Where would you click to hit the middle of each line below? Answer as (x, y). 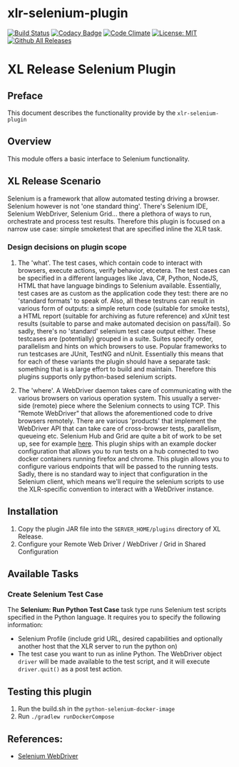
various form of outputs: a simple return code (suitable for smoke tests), (123, 308)
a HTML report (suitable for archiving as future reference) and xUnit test (124, 316)
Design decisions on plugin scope (67, 247)
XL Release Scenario (54, 181)
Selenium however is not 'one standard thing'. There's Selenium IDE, (108, 206)
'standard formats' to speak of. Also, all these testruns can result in (116, 301)
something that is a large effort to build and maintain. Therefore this (117, 369)
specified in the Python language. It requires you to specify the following (114, 617)
